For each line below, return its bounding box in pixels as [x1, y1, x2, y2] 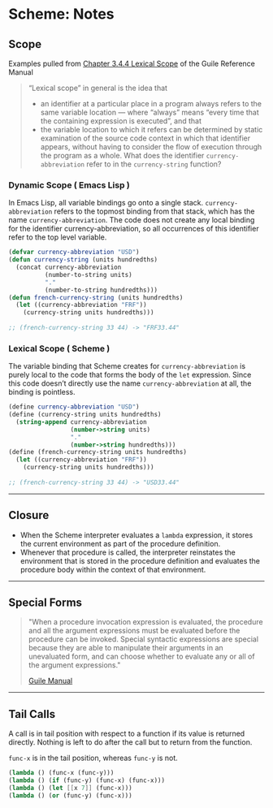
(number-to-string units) [44, 270, 132, 279]
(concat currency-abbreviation [15, 263, 122, 272]
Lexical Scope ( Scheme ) [8, 343, 110, 354]
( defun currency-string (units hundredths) [8, 256, 158, 264]
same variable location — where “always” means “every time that [40, 107, 260, 117]
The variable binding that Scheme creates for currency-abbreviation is [8, 361, 246, 371]
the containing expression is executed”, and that [40, 116, 201, 126]
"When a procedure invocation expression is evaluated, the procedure [28, 617, 263, 627]
